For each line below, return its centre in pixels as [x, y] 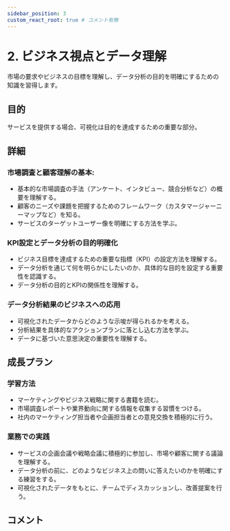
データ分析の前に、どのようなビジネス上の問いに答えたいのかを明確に [117, 470]
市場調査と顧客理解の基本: [51, 172]
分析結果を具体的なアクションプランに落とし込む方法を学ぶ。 [105, 329]
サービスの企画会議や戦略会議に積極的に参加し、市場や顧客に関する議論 [120, 453]
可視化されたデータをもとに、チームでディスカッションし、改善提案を [116, 487]
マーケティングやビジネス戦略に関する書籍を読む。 [89, 400]
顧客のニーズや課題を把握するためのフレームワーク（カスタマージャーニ [119, 206]
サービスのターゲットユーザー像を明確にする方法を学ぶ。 [99, 223]
